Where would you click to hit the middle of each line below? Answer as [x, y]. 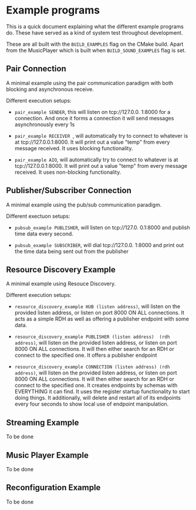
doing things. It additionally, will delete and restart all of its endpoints [97, 398]
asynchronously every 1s [45, 124]
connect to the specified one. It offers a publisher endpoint [86, 355]
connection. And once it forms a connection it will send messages [94, 118]
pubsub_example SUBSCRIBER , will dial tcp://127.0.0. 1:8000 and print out [99, 245]
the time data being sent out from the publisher [72, 251]
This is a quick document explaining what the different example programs [95, 26]
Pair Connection [36, 69]
